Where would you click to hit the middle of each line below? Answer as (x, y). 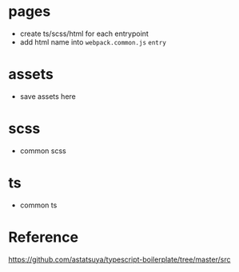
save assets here (48, 96)
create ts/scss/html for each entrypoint (84, 34)
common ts (38, 205)
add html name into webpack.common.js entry (93, 41)
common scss (43, 151)
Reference (43, 237)
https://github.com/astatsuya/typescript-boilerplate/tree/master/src (119, 259)
